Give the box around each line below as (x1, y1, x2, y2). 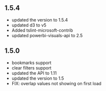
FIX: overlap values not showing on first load (11, 80, 102, 86)
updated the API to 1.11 (11, 70, 57, 76)
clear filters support (11, 65, 52, 70)
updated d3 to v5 (11, 22, 47, 28)
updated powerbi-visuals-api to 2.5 (11, 32, 83, 38)
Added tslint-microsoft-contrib (11, 27, 73, 33)
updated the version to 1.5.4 (11, 17, 68, 23)
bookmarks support (11, 60, 52, 66)
